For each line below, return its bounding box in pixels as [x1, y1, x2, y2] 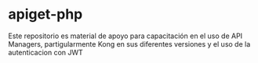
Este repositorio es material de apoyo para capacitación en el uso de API [8, 31, 243, 40]
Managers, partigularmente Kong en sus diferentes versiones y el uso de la [8, 39, 251, 48]
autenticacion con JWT [8, 47, 84, 57]
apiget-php [8, 5, 83, 23]
